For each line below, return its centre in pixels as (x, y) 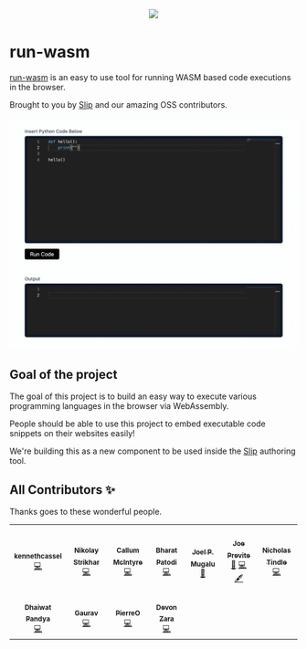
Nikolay (86, 550)
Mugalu (203, 564)
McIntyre (128, 562)
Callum (128, 550)
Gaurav (86, 613)
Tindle (277, 562)
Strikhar (86, 562)
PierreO (128, 613)
